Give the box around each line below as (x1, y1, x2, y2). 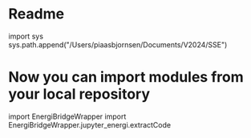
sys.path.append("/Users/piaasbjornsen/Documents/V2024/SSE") (8, 39, 228, 49)
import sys (8, 31, 44, 41)
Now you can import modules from (8, 68, 244, 87)
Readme (8, 5, 65, 23)
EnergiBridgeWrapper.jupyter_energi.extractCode (8, 120, 171, 129)
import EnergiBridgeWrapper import (8, 112, 127, 121)
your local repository (8, 85, 151, 103)
